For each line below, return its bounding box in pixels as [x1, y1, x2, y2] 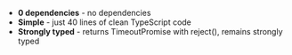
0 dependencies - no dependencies [17, 8, 151, 18]
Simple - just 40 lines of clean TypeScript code [17, 17, 191, 27]
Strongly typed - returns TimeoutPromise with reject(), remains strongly [17, 27, 283, 36]
